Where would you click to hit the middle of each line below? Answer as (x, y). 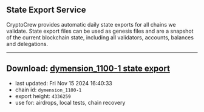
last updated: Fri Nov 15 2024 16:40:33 (63, 83)
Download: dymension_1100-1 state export (88, 69)
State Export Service (46, 10)
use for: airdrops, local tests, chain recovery (70, 102)
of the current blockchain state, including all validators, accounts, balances (100, 37)
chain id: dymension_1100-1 (48, 90)
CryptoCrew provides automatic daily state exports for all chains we (91, 24)
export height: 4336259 (43, 96)
